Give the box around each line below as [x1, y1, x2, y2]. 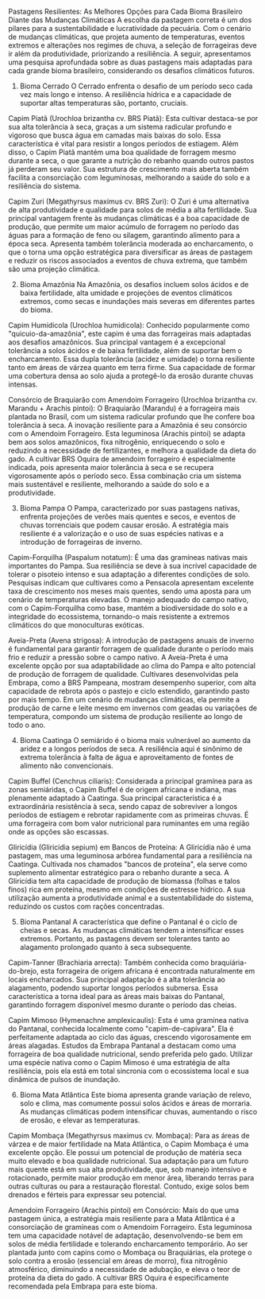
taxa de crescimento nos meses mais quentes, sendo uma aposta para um [8, 586, 252, 596]
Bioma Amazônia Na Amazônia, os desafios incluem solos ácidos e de [19, 280, 249, 289]
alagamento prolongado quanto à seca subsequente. [19, 943, 193, 951]
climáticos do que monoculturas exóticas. [8, 620, 144, 629]
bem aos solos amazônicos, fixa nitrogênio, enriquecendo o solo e [8, 438, 225, 446]
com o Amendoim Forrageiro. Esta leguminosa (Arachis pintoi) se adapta [8, 429, 246, 438]
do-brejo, [8, 966, 39, 975]
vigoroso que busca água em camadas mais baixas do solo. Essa [8, 130, 221, 140]
